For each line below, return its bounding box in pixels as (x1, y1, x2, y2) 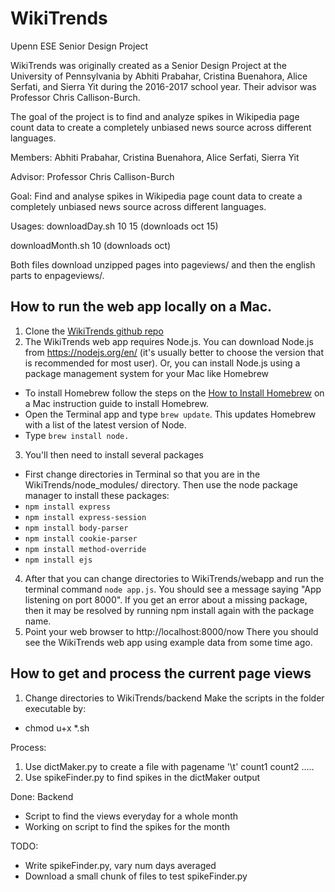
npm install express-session (24, 512, 147, 522)
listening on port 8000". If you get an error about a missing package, (24, 593, 308, 606)
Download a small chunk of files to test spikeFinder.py (24, 870, 248, 882)
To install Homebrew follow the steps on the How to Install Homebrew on (24, 387, 325, 399)
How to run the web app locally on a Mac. (10, 298, 273, 316)
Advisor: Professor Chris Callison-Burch (10, 170, 175, 182)
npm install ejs (24, 555, 93, 565)
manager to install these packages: (24, 489, 170, 501)
